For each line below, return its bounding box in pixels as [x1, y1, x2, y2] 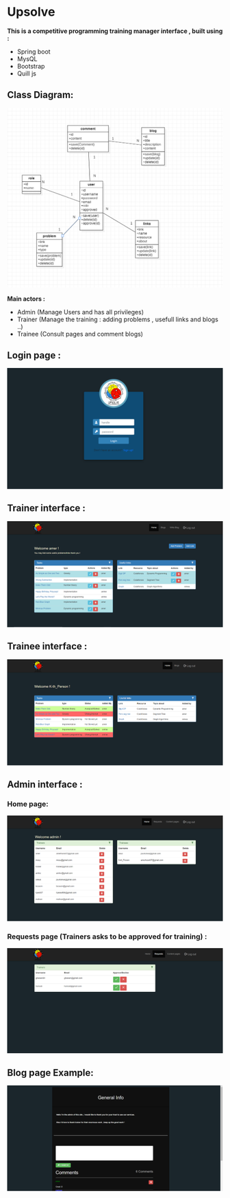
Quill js [16, 69, 36, 78]
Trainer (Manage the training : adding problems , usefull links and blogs [16, 315, 219, 323]
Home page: [7, 799, 49, 809]
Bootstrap [16, 62, 45, 70]
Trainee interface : [7, 641, 88, 652]
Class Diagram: [7, 89, 74, 101]
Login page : [7, 349, 62, 361]
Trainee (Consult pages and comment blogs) [16, 330, 144, 338]
